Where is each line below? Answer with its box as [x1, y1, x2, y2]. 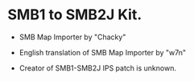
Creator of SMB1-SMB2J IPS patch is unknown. [19, 63, 176, 73]
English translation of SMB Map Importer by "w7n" [19, 47, 187, 57]
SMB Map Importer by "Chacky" [19, 32, 126, 42]
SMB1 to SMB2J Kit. [7, 6, 142, 24]
